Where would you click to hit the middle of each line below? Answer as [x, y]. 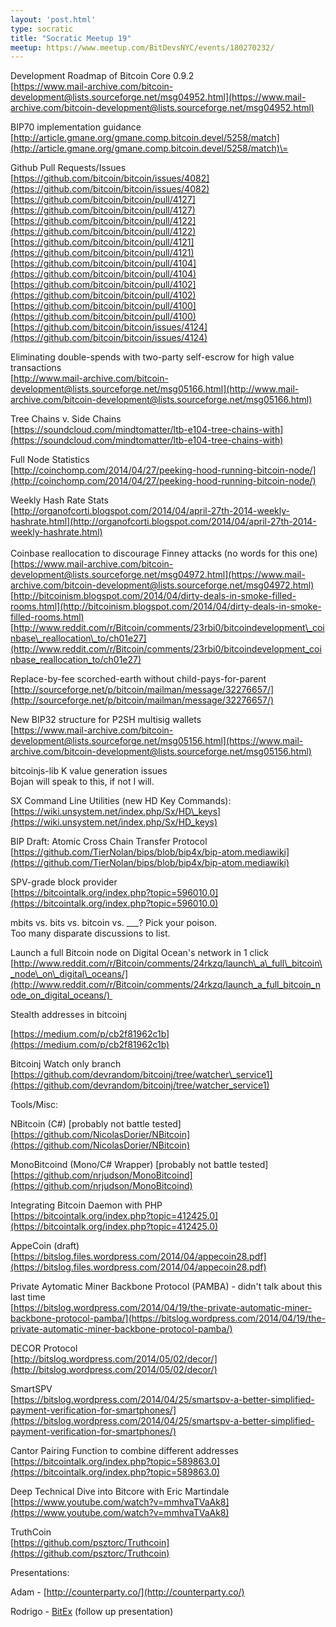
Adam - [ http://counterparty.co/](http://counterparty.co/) [127, 1592]
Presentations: [40, 1573]
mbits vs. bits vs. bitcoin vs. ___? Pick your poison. [113, 923]
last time [28, 1297]
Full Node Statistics [50, 460]
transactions [36, 368]
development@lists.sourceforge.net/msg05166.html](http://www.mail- [155, 389]
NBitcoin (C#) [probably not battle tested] [96, 1124]
